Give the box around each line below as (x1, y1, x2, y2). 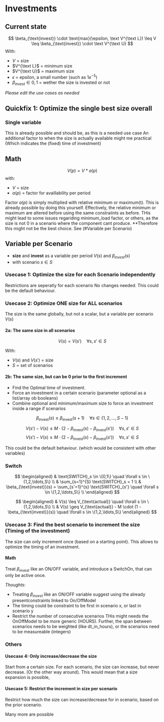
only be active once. (5, 572, 46, 578)
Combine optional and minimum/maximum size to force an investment (12, 400, 153, 406)
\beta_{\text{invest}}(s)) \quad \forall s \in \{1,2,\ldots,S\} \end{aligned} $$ (7, 509, 157, 515)
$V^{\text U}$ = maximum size (12, 68, 74, 74)
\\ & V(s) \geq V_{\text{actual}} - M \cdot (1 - (52, 504, 141, 510)
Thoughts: (5, 581, 26, 588)
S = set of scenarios (12, 362, 53, 368)
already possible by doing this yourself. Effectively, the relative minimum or (5, 204, 156, 211)
